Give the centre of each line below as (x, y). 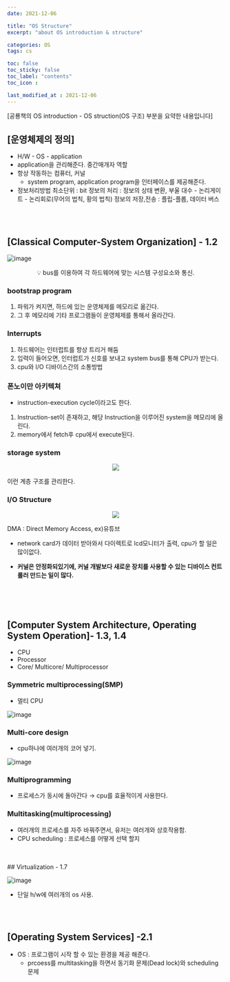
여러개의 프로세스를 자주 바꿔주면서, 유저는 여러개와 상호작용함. (102, 830)
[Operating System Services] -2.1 (80, 937)
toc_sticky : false (33, 70)
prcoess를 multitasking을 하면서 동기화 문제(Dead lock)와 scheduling (123, 963)
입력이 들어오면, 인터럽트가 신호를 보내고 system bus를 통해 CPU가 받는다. (118, 358)
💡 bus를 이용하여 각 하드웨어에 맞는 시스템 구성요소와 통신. (116, 273)
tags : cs (20, 51)
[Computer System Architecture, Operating (102, 625)
